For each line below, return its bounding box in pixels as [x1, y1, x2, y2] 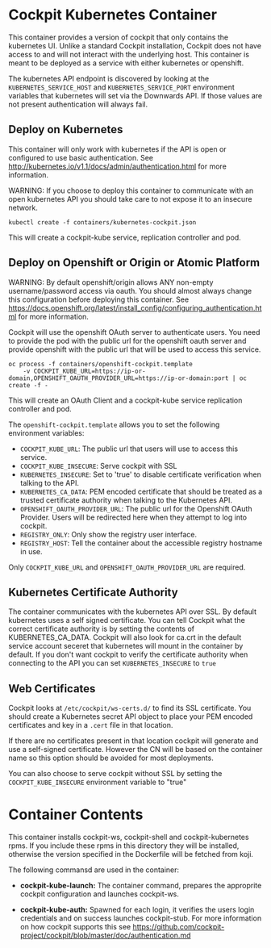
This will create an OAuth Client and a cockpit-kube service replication [8, 395, 243, 405]
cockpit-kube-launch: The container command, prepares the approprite [19, 881, 262, 891]
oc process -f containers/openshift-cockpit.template [8, 360, 194, 368]
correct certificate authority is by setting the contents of [8, 624, 195, 634]
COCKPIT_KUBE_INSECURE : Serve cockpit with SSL [19, 461, 177, 470]
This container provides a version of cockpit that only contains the [8, 32, 228, 42]
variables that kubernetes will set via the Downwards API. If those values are [8, 90, 263, 100]
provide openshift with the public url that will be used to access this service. [8, 345, 261, 354]
